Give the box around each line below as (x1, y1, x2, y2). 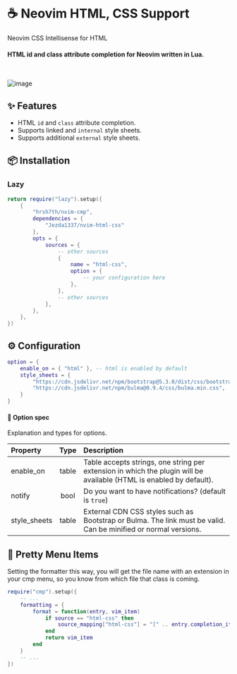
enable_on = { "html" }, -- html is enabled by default (20, 365, 188, 372)
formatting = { (20, 601, 65, 608)
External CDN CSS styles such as (83, 507, 194, 517)
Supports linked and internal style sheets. (17, 126, 142, 134)
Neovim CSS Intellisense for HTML (7, 33, 108, 42)
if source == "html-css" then (44, 615, 134, 622)
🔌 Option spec (7, 413, 49, 421)
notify (11, 491, 30, 501)
